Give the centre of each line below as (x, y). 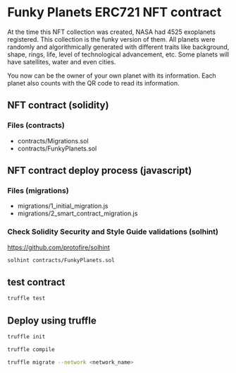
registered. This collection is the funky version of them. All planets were (111, 39)
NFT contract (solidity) (58, 106)
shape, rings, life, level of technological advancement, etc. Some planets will (118, 54)
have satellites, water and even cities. (62, 61)
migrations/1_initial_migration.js (63, 206)
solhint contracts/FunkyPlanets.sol (61, 260)
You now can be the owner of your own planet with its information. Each (112, 76)
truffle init (26, 336)
